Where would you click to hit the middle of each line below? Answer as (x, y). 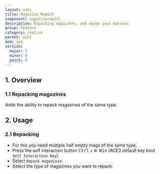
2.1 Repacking (22, 135)
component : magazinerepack (33, 19)
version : (14, 46)
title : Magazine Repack (30, 14)
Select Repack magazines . (37, 161)
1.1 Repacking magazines (36, 94)
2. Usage (19, 121)
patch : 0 (18, 60)
